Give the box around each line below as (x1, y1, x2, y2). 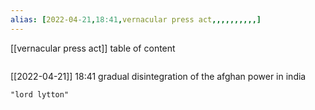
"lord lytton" (10, 89, 70, 100)
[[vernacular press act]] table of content (10, 42, 176, 54)
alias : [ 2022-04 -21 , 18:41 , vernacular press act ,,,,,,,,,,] (10, 14, 262, 25)
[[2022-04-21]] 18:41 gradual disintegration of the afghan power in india (10, 70, 307, 82)
